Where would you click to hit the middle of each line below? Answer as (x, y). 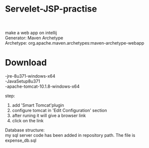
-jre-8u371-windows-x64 (30, 76)
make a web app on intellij (31, 33)
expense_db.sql (21, 140)
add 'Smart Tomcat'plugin (38, 105)
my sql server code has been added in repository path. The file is (70, 135)
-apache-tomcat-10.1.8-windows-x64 (42, 86)
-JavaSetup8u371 (23, 81)
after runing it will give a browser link (49, 115)
